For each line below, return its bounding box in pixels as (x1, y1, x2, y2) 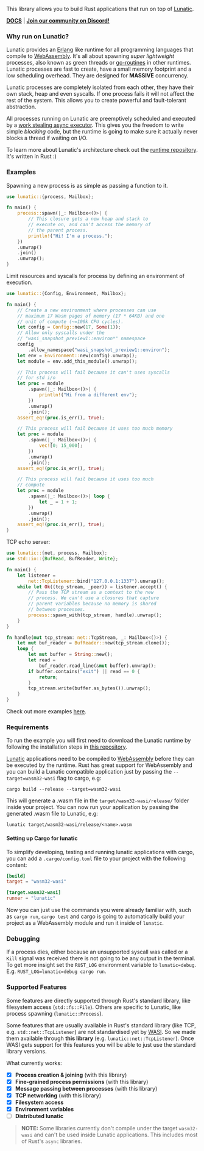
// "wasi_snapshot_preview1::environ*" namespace (17, 335, 146, 342)
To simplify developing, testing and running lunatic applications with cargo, (6, 848, 195, 855)
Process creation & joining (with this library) (15, 1071, 127, 1078)
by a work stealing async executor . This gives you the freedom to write (6, 121, 184, 129)
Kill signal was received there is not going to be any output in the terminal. (6, 955, 195, 962)
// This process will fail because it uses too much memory (17, 426, 173, 432)
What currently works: (6, 1059, 62, 1066)
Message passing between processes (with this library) (15, 1085, 158, 1092)
